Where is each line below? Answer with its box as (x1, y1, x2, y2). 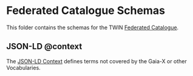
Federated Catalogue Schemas (6, 4, 166, 18)
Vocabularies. (6, 64, 41, 71)
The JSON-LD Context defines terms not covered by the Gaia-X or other (6, 57, 187, 64)
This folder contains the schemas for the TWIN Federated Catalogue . (6, 24, 179, 31)
